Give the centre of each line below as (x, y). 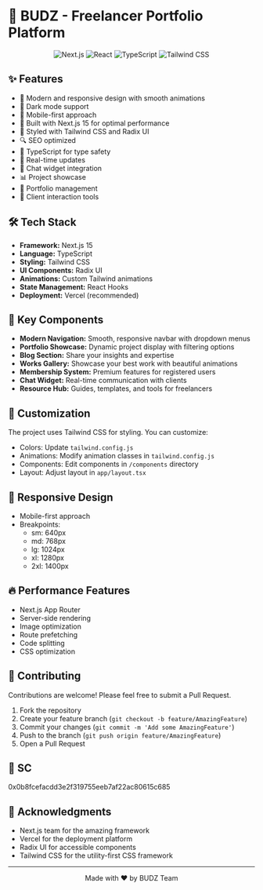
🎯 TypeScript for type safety (65, 151)
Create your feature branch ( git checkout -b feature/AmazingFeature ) (133, 718)
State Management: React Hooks (74, 286)
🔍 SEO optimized (48, 140)
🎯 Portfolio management (58, 188)
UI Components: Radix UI (61, 270)
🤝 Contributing (45, 676)
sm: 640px (49, 533)
